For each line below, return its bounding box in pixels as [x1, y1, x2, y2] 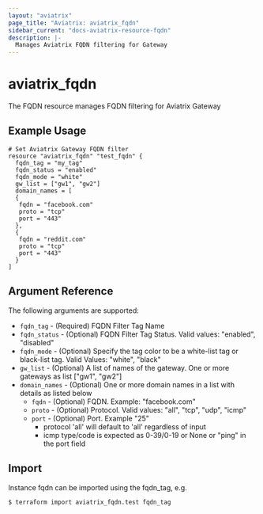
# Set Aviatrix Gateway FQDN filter [8, 145, 129, 153]
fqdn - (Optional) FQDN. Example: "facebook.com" [31, 397, 196, 406]
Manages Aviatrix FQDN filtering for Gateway [15, 41, 168, 49]
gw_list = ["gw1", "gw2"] [15, 180, 101, 188]
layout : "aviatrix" [8, 11, 73, 20]
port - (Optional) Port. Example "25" [31, 413, 150, 423]
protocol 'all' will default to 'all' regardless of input [43, 421, 207, 432]
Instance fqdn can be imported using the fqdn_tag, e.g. [8, 482, 187, 492]
